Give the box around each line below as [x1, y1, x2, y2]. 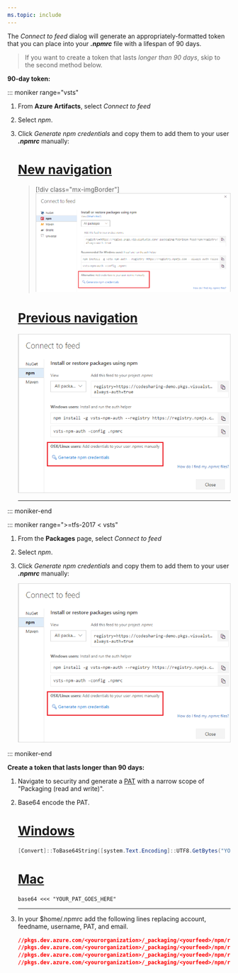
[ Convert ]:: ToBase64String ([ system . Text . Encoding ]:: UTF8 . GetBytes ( [17, 847, 222, 854]
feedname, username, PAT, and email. [17, 922, 129, 930]
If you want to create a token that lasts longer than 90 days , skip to [24, 53, 221, 62]
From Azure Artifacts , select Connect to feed [17, 101, 151, 110]
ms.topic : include [7, 11, 62, 18]
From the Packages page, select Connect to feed [17, 534, 161, 542]
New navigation [17, 162, 112, 177]
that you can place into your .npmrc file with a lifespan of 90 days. [7, 39, 202, 47]
